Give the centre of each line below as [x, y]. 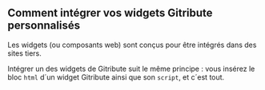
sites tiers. [24, 53]
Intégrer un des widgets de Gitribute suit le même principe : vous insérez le [131, 68]
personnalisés [44, 26]
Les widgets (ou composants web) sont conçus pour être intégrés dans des [132, 45]
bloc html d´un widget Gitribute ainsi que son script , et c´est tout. [116, 77]
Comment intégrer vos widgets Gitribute [110, 13]
